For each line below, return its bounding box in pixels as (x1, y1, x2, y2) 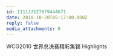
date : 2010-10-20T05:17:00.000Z (6, 14, 88, 20)
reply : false (6, 20, 39, 26)
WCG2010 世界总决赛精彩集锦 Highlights (6, 43, 108, 50)
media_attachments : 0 (6, 25, 61, 32)
